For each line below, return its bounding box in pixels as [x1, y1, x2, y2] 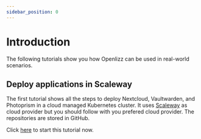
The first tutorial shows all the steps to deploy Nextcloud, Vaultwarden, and [6, 95, 196, 103]
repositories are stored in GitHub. [6, 115, 90, 122]
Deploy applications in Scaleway [6, 79, 133, 89]
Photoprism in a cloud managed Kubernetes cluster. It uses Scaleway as [6, 101, 188, 109]
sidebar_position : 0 [6, 8, 59, 15]
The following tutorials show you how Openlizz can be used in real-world [6, 55, 190, 63]
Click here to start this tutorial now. [6, 126, 94, 134]
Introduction [6, 35, 71, 49]
